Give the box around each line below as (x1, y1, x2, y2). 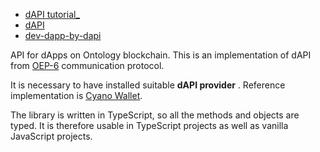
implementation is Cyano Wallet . (10, 90, 143, 101)
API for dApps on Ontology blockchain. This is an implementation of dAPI (10, 49, 312, 61)
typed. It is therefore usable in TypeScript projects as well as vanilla (10, 120, 289, 131)
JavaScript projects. (10, 130, 93, 142)
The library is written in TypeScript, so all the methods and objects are (10, 109, 300, 121)
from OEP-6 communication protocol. (10, 60, 165, 71)
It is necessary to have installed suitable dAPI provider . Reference (10, 79, 286, 91)
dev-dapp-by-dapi (24, 30, 102, 41)
